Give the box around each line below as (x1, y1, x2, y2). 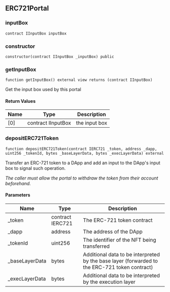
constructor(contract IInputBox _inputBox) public (5, 54, 114, 59)
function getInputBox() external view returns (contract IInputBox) (5, 77, 153, 83)
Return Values (5, 98, 36, 104)
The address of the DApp (82, 228, 143, 235)
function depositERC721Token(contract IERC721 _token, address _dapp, (5, 146, 157, 152)
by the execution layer (82, 278, 136, 285)
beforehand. (5, 180, 31, 186)
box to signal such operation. (5, 165, 66, 171)
